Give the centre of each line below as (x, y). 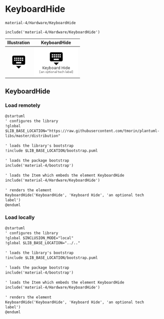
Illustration (19, 42)
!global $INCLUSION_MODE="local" (39, 238)
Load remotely (23, 105)
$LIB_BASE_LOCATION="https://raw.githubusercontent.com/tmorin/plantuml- (82, 131)
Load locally (20, 217)
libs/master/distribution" (33, 136)
